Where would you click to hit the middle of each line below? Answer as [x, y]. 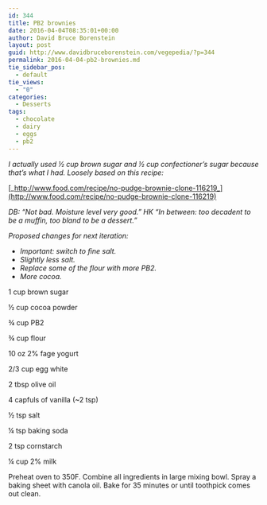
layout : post [30, 45]
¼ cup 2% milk [33, 461]
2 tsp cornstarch [35, 445]
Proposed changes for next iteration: [68, 235]
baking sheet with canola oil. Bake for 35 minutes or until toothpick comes [129, 485]
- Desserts [33, 104]
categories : [28, 97]
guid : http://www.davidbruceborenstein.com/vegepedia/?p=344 [112, 52]
